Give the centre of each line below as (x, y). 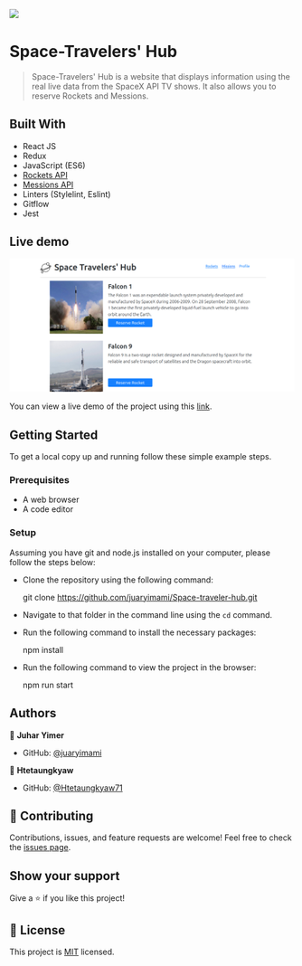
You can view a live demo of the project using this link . (111, 406)
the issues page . (40, 848)
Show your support (65, 876)
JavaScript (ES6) (54, 165)
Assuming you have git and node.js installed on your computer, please (140, 553)
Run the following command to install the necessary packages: (139, 632)
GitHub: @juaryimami (62, 753)
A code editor (48, 509)
